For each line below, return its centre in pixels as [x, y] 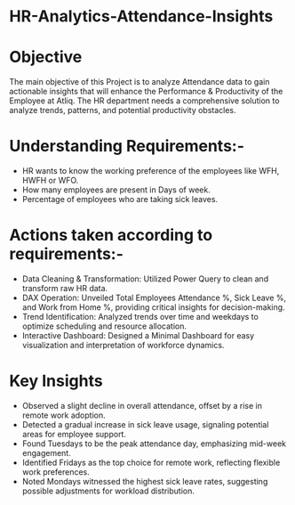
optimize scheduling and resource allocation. [104, 326]
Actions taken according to [111, 236]
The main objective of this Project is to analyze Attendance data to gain [140, 82]
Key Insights [56, 381]
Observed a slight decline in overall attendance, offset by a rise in [142, 405]
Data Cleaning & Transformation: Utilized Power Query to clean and [145, 279]
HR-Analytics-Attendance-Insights [141, 16]
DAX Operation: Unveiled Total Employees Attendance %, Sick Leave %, [154, 297]
